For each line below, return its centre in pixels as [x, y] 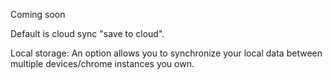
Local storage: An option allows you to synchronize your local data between [166, 53]
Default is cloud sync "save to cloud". [87, 33]
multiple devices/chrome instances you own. [102, 63]
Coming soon [38, 14]
